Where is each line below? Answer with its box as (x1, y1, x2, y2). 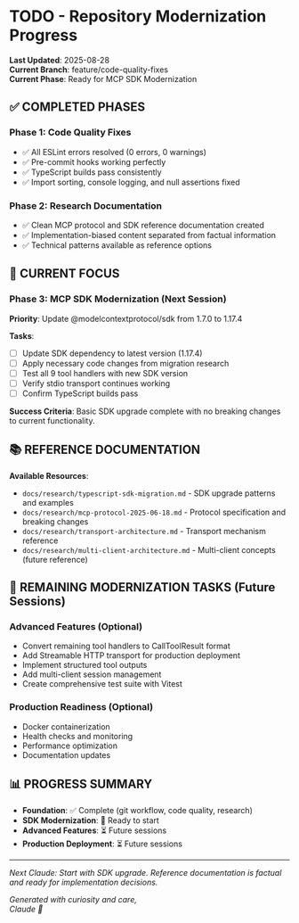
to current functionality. (9, 415, 95, 425)
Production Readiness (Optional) (9, 701, 154, 713)
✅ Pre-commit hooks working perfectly (21, 156, 166, 167)
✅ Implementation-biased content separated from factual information (21, 229, 277, 240)
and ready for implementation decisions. (9, 877, 158, 887)
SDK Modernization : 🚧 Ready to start (21, 814, 160, 826)
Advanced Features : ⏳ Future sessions (21, 825, 167, 836)
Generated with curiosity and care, (9, 894, 138, 904)
